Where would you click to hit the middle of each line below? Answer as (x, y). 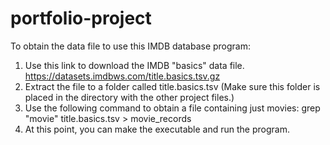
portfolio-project (81, 18)
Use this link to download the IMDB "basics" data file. (134, 65)
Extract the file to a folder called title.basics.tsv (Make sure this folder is (172, 86)
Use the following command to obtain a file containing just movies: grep (172, 108)
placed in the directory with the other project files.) (129, 97)
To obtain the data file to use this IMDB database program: (131, 46)
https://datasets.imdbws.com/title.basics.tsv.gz (122, 76)
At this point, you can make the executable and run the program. (157, 129)
